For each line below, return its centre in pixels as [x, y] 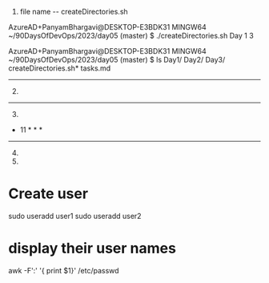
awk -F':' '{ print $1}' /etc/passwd [64, 270]
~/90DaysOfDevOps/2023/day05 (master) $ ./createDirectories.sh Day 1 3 [131, 36]
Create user [48, 194]
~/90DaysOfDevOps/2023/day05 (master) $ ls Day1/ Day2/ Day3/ [117, 60]
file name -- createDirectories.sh [74, 12]
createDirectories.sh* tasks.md [60, 68]
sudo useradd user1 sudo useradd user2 [75, 216]
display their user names [92, 249]
